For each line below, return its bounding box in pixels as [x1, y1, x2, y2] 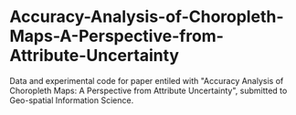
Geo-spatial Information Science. [9, 94, 134, 106]
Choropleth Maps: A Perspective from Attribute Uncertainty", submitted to [9, 85, 288, 96]
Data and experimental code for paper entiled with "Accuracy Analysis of [9, 75, 284, 86]
